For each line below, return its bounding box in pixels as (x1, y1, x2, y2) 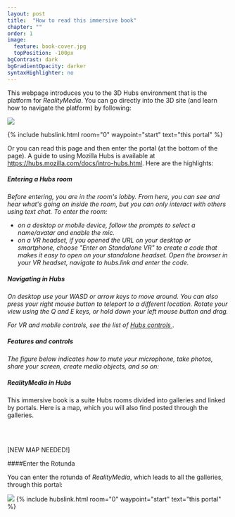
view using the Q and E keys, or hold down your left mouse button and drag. (7, 307, 229, 316)
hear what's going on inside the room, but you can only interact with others (7, 200, 227, 208)
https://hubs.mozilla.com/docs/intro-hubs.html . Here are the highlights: (7, 159, 214, 167)
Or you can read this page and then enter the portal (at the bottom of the (7, 143, 218, 152)
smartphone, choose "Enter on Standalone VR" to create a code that (17, 243, 217, 252)
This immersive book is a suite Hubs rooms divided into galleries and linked (7, 396, 226, 404)
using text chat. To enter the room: (7, 208, 108, 216)
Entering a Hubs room (7, 175, 72, 184)
